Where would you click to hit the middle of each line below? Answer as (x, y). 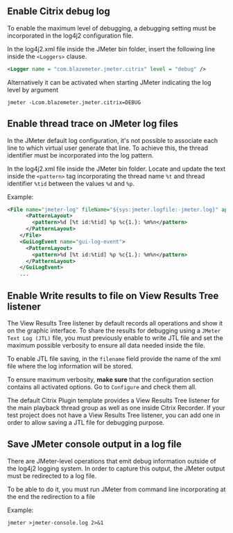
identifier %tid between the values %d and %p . (71, 183)
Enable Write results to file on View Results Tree (113, 295)
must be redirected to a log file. (52, 475)
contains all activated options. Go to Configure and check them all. (102, 387)
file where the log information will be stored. (70, 366)
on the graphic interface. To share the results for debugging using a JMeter (114, 330)
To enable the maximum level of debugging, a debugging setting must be (112, 28)
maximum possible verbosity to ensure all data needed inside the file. (106, 345)
